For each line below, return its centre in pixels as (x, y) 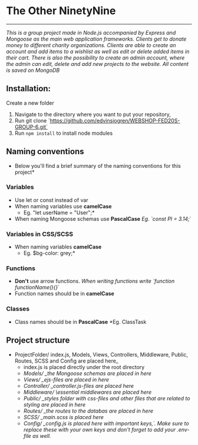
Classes (18, 309)
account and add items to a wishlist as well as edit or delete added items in (98, 51)
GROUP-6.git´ (31, 127)
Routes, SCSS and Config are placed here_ (67, 361)
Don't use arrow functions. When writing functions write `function (95, 281)
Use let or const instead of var (51, 200)
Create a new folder (30, 103)
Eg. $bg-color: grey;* (49, 253)
